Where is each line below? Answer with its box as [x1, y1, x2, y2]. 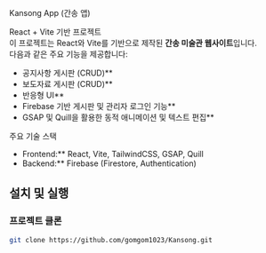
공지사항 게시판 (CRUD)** [21, 67, 113, 78]
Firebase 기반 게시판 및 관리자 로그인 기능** [21, 101, 176, 111]
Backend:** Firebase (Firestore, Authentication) [21, 158, 197, 169]
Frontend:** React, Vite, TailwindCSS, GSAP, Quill [21, 149, 205, 159]
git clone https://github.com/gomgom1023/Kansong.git [9, 235, 214, 244]
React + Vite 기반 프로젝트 [9, 27, 102, 37]
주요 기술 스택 [9, 131, 58, 141]
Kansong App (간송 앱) [9, 8, 91, 18]
